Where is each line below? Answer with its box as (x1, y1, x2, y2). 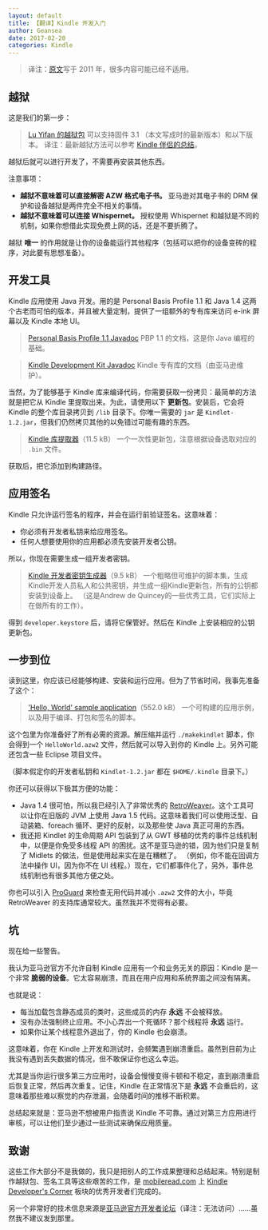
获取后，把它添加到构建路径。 (8, 461, 106, 470)
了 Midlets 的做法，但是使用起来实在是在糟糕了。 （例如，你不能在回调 (19, 851, 253, 861)
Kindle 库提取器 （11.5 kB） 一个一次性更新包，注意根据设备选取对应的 (27, 433, 257, 444)
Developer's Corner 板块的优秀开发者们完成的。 (8, 1187, 166, 1196)
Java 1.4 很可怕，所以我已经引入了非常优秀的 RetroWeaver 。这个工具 (19, 801, 247, 810)
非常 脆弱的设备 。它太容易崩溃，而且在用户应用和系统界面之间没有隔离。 (14, 973, 255, 983)
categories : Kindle (8, 42, 73, 50)
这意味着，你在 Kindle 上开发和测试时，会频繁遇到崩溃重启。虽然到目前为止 (8, 1044, 257, 1054)
